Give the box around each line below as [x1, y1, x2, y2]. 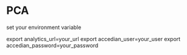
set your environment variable [6, 24, 82, 31]
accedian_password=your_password [6, 42, 99, 49]
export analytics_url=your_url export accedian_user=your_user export [6, 35, 181, 42]
